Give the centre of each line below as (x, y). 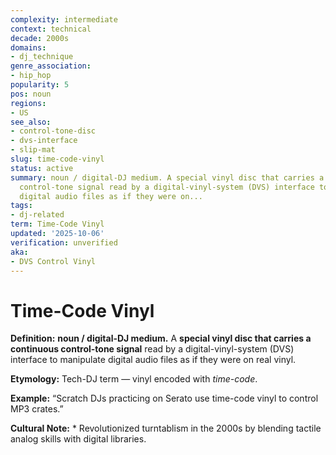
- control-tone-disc (53, 131)
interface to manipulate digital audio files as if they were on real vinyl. (153, 360)
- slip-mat (33, 150)
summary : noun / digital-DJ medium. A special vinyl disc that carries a (167, 177)
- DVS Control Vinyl (53, 261)
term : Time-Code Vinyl (57, 224)
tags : (21, 206)
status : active (42, 168)
